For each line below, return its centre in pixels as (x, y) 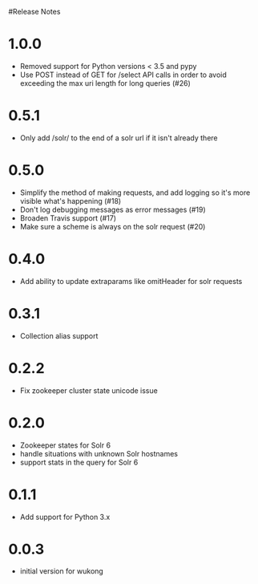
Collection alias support (59, 335)
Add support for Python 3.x (65, 517)
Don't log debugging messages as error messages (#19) (113, 209)
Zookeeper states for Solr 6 (65, 445)
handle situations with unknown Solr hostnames (99, 453)
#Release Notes (34, 12)
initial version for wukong (62, 571)
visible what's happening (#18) (71, 201)
